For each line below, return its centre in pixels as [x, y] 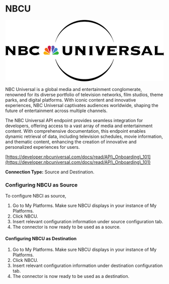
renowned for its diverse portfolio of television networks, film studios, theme [84, 94]
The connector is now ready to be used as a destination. [71, 276]
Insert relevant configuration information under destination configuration [88, 266]
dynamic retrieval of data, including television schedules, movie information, [84, 136]
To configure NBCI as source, [36, 196]
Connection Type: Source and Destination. [50, 172]
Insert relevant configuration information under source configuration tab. [88, 222]
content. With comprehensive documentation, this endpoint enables [75, 131]
